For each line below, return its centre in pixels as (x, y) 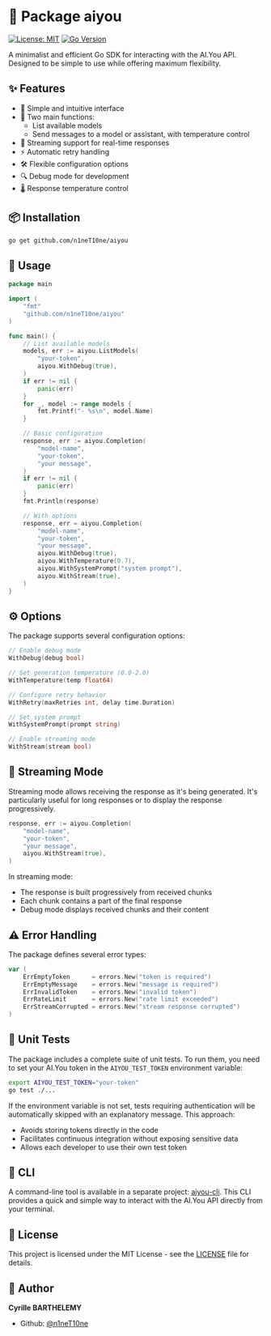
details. (21, 1263)
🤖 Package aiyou (65, 17)
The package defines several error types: (77, 954)
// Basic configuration (63, 434)
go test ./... (32, 1090)
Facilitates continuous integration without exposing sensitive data (129, 1138)
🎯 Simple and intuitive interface (72, 108)
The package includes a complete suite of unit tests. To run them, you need (134, 1059)
